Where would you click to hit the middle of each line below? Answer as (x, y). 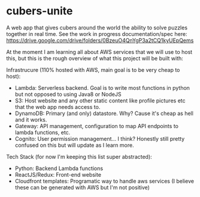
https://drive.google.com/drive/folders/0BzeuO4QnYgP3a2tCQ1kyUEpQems (100, 40)
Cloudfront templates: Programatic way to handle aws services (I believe (104, 181)
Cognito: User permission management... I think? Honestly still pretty (100, 138)
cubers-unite (40, 11)
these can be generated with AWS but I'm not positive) (82, 187)
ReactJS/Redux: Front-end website (58, 174)
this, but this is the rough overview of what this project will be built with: (95, 58)
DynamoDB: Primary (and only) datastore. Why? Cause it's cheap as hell (104, 113)
